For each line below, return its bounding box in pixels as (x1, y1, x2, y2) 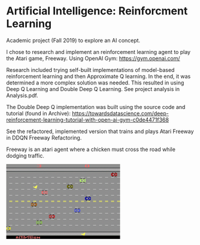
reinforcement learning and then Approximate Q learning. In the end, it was (6, 72, 191, 80)
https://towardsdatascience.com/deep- (71, 110, 169, 117)
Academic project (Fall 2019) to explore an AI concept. (6, 37, 141, 44)
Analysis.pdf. (6, 92, 38, 99)
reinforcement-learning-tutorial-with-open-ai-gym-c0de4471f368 (6, 116, 169, 123)
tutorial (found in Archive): (6, 110, 71, 117)
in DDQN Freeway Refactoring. (6, 134, 82, 141)
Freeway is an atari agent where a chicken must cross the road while (6, 146, 175, 153)
